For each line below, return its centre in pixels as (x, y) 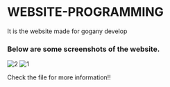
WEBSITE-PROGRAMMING (86, 12)
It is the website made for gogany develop (67, 31)
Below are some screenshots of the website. (84, 49)
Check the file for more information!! (59, 77)
